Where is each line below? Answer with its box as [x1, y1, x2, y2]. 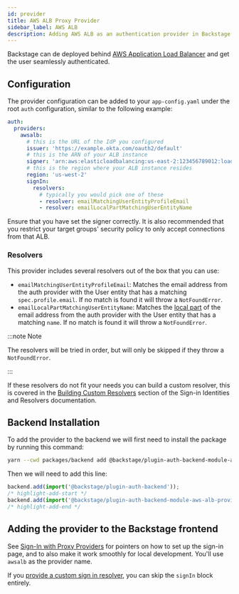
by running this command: [7, 443, 84, 452]
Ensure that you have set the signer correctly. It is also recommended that [7, 217, 224, 226]
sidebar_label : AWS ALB [7, 24, 78, 31]
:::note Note [7, 332, 42, 340]
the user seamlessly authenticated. [7, 58, 110, 66]
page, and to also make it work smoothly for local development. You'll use [7, 549, 224, 558]
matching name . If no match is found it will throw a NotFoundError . [17, 318, 208, 326]
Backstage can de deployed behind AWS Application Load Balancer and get [7, 50, 230, 58]
